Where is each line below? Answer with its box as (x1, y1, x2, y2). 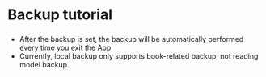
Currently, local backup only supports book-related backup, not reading (19, 51, 259, 61)
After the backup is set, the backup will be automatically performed (19, 34, 244, 44)
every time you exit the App (19, 43, 112, 53)
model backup (19, 60, 68, 70)
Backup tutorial (7, 6, 113, 24)
